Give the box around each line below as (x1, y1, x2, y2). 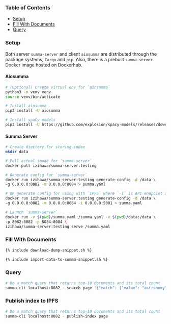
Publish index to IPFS (5, 297, 59, 305)
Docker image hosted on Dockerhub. (5, 62, 82, 68)
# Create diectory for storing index (5, 144, 85, 149)
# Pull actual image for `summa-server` (5, 158, 93, 163)
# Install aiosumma (5, 104, 47, 109)
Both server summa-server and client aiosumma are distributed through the (5, 51, 157, 57)
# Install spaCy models (5, 117, 56, 122)
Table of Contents (5, 4, 51, 11)
